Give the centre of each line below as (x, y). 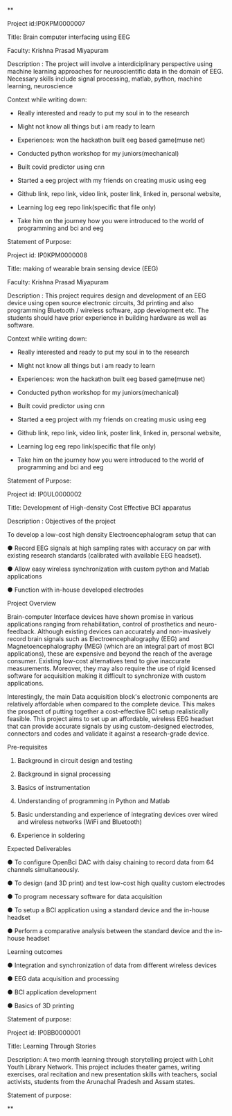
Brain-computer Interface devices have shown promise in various (100, 617)
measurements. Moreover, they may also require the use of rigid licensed (111, 668)
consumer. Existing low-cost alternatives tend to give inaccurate (99, 661)
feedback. (21, 631)
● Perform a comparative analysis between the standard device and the (110, 931)
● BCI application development (52, 992)
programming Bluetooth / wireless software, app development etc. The (108, 310)
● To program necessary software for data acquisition (85, 897)
